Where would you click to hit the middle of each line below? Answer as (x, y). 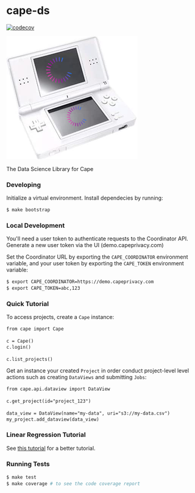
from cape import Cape (35, 329)
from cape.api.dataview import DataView (58, 389)
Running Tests (28, 464)
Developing (24, 184)
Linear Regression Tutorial (46, 435)
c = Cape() (20, 341)
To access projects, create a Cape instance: (60, 317)
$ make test (21, 477)
